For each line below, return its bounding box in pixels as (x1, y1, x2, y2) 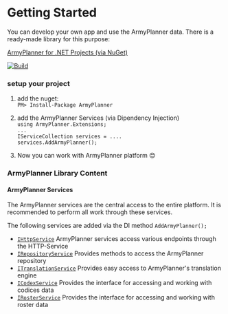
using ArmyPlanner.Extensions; (16, 121, 107, 128)
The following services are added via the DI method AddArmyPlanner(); (7, 222, 207, 230)
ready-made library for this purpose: (7, 34, 111, 43)
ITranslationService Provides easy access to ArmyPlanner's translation (16, 264, 222, 273)
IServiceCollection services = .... (16, 133, 122, 140)
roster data (16, 301, 49, 309)
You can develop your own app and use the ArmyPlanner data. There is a (7, 28, 214, 36)
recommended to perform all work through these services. (7, 208, 173, 216)
